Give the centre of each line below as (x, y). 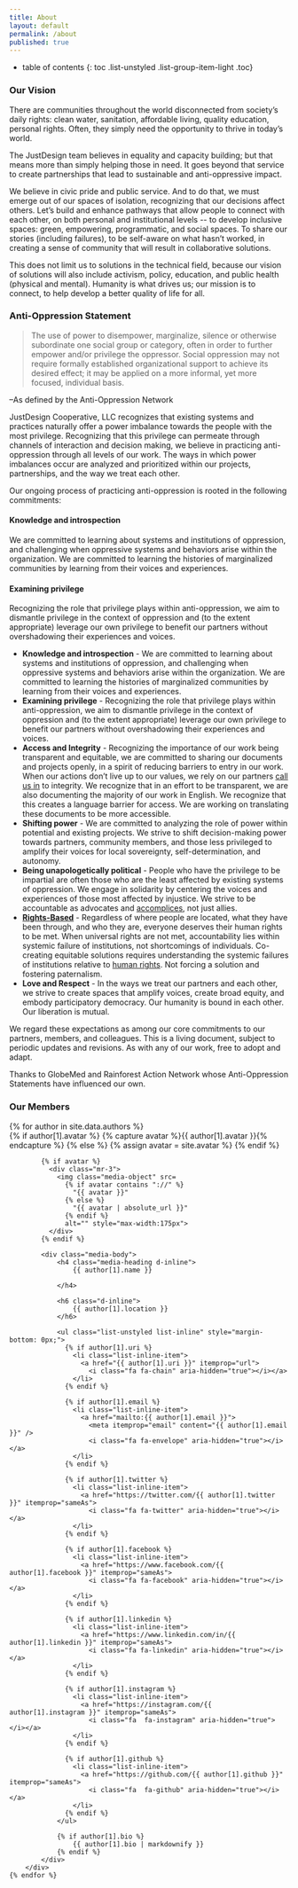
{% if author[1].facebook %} (119, 1549)
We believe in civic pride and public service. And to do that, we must (134, 191)
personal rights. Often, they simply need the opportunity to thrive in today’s (146, 129)
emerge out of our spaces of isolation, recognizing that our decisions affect (147, 200)
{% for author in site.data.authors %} (77, 1126)
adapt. (21, 1057)
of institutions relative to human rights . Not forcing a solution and (141, 965)
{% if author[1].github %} (115, 1759)
